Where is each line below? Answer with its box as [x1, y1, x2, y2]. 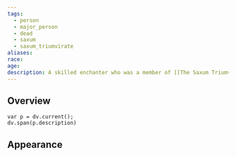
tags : [7, 10, 23, 18]
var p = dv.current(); [7, 114, 74, 121]
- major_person [13, 23, 58, 30]
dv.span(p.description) [7, 120, 77, 127]
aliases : [7, 50, 33, 57]
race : [7, 56, 23, 63]
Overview [7, 95, 51, 107]
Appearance [7, 138, 63, 151]
